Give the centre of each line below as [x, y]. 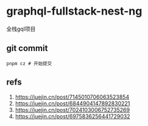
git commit [27, 48]
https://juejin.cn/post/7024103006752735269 [72, 110]
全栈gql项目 [21, 29]
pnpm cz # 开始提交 [29, 63]
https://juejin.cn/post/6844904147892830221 [72, 103]
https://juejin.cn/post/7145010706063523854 [72, 97]
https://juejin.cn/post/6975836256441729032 [72, 116]
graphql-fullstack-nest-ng [74, 11]
